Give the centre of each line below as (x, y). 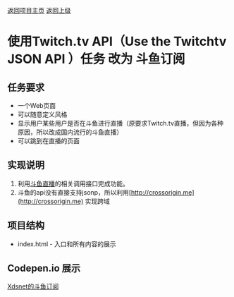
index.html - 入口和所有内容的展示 (67, 244)
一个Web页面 (37, 105)
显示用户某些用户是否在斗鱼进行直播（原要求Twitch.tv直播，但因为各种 (121, 123)
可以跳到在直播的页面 (48, 141)
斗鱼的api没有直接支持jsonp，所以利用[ (74, 192)
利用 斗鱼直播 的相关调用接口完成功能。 (73, 183)
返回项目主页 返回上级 (39, 10)
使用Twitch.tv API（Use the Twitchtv (117, 42)
